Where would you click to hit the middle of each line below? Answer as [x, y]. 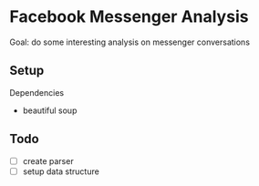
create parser [48, 160]
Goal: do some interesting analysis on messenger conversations [130, 42]
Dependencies [37, 92]
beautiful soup [50, 110]
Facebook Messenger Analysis [129, 17]
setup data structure [61, 171]
